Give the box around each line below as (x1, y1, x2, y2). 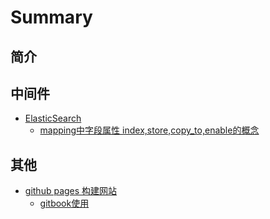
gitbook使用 (39, 197, 90, 210)
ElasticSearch (24, 112, 82, 125)
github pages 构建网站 (24, 185, 118, 197)
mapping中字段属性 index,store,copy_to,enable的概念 (39, 124, 260, 136)
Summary (10, 6, 93, 29)
